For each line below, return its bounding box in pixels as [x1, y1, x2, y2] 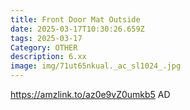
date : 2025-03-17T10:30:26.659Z [10, 24, 145, 34]
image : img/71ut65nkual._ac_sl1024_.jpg [10, 61, 182, 71]
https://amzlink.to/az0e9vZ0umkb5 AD [10, 89, 171, 100]
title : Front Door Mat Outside [10, 14, 141, 25]
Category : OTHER [10, 42, 78, 53]
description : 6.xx [10, 52, 87, 62]
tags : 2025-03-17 [10, 33, 83, 43]
